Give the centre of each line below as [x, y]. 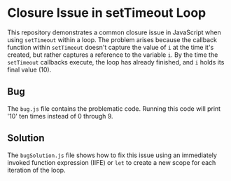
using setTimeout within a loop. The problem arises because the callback [112, 39]
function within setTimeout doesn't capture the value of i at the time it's [111, 47]
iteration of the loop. [36, 170]
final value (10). [29, 69]
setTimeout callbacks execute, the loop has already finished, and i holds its [116, 62]
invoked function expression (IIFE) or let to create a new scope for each [112, 162]
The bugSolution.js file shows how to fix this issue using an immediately [112, 155]
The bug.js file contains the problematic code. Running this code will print [114, 108]
